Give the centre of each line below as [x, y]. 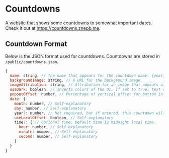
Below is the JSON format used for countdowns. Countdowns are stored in [82, 56]
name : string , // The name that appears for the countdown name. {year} [88, 75]
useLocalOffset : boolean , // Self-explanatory [64, 118]
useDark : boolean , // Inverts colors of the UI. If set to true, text [85, 90]
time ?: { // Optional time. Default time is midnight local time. [85, 122]
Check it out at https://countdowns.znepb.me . [53, 28]
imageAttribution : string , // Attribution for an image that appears [84, 85]
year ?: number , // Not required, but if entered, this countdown [84, 113]
